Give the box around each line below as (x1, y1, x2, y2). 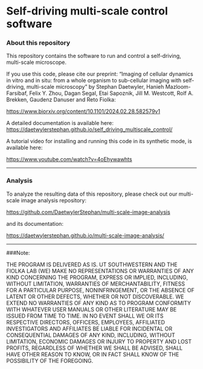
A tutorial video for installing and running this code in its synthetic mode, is (6, 138, 192, 145)
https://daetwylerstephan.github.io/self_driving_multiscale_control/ (6, 126, 173, 133)
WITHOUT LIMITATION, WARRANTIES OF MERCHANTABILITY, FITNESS (6, 280, 185, 287)
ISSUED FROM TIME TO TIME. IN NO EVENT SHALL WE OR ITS (6, 312, 164, 319)
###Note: (6, 249, 30, 256)
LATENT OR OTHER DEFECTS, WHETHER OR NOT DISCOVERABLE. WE (6, 293, 184, 300)
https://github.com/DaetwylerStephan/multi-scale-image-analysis (6, 208, 170, 216)
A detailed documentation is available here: (6, 120, 114, 127)
